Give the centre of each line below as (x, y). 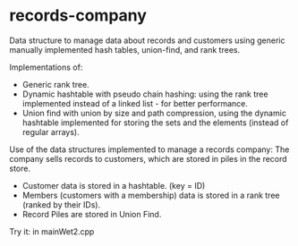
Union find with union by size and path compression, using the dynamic (154, 113)
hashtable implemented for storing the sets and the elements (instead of (155, 123)
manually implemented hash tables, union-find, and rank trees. (124, 49)
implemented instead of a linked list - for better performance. (135, 103)
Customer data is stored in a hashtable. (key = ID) (114, 185)
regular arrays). (51, 131)
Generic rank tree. (55, 84)
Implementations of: (46, 67)
